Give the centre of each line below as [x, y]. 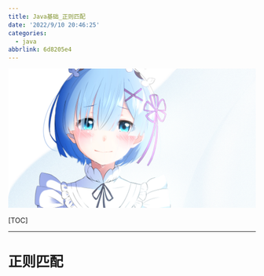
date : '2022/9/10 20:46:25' [54, 25]
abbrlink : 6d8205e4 [40, 50]
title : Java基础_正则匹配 [47, 16]
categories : [27, 33]
